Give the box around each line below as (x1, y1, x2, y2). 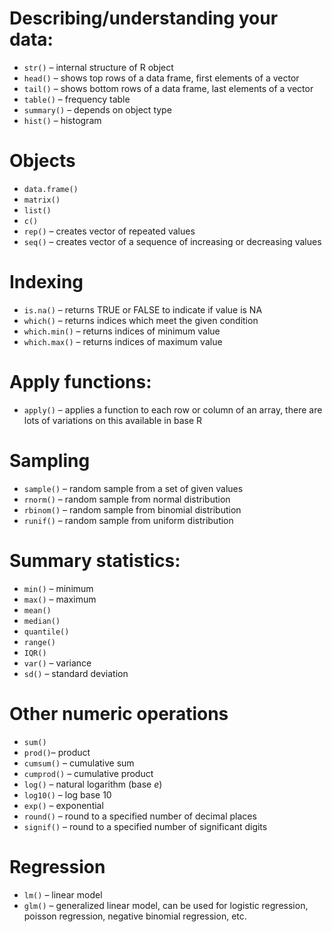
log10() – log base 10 (23, 788, 112, 801)
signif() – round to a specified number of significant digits (23, 820, 268, 832)
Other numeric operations (9, 702, 229, 725)
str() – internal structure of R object (23, 61, 174, 73)
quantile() (23, 627, 70, 637)
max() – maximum (23, 593, 97, 605)
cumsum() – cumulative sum (23, 757, 135, 769)
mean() (23, 605, 52, 616)
